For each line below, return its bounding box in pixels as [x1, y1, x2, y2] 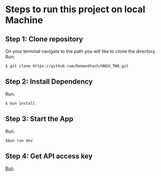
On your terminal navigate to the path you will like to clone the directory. [5, 48, 156, 54]
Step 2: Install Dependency [5, 78, 93, 86]
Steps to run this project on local [5, 4, 146, 15]
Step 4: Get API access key [5, 152, 93, 161]
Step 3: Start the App [5, 115, 74, 123]
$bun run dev [5, 138, 33, 143]
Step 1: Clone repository [5, 35, 83, 43]
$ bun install [5, 100, 36, 106]
